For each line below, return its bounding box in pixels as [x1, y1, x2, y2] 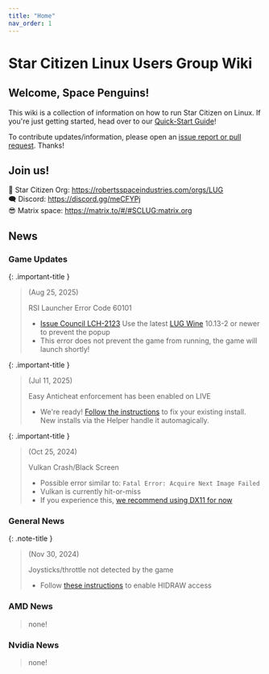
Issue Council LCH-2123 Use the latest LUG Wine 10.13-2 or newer [39, 319, 260, 328]
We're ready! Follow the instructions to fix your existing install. [39, 407, 246, 417]
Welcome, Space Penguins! [8, 86, 150, 100]
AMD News [8, 601, 54, 612]
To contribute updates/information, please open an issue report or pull [8, 132, 242, 141]
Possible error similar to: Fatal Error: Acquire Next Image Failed [39, 478, 260, 488]
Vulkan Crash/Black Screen [27, 463, 119, 472]
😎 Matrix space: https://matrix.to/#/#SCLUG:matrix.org [8, 206, 192, 216]
